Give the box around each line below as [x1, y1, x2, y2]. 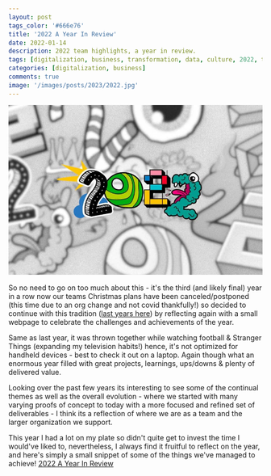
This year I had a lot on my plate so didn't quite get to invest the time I [8, 432, 240, 442]
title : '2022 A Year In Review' [8, 30, 117, 38]
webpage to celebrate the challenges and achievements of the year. [8, 317, 235, 326]
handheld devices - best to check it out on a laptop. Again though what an [8, 350, 255, 360]
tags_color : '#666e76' [8, 21, 85, 30]
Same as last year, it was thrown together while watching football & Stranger [8, 332, 262, 343]
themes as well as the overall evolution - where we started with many [8, 391, 238, 401]
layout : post [8, 13, 52, 21]
